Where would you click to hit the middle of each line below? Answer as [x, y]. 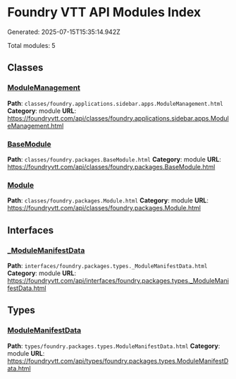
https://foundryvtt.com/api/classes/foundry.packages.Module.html [104, 208]
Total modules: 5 [31, 45]
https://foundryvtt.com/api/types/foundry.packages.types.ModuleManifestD [118, 361]
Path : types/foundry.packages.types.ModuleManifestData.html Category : [114, 346]
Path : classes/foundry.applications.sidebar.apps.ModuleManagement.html [115, 103]
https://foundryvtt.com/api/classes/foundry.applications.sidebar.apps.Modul [118, 118]
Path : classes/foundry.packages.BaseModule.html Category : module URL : [114, 159]
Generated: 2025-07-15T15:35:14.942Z [64, 32]
